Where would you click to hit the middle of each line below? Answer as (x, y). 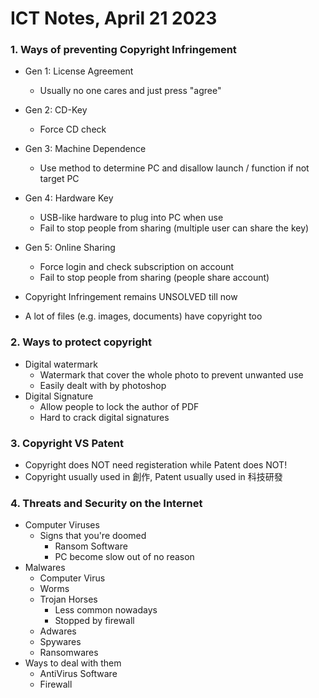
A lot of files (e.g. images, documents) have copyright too (143, 316)
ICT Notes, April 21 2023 (114, 18)
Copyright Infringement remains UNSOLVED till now (131, 297)
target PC (59, 179)
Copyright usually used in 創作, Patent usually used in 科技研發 (153, 477)
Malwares (45, 568)
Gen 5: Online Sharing (70, 248)
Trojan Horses (68, 599)
